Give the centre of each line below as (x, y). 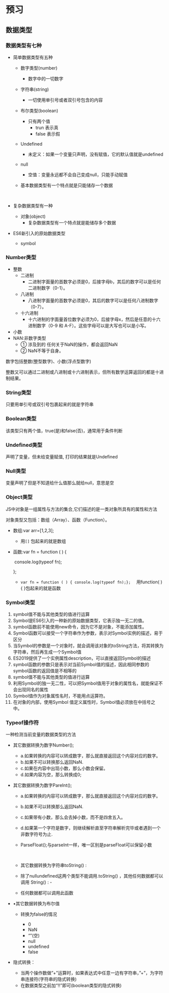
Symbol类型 (20, 602)
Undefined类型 (24, 445)
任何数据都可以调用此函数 (47, 893)
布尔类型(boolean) (39, 110)
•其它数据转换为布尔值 (36, 904)
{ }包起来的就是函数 (41, 588)
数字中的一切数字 (46, 78)
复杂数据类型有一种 (33, 205)
